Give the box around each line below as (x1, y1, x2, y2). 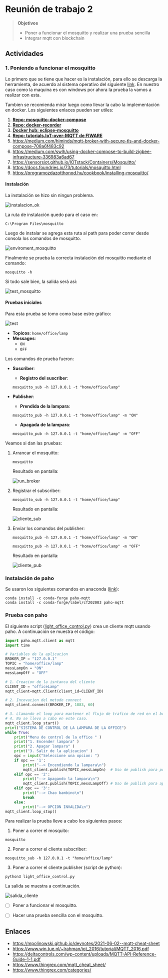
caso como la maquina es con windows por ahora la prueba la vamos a (5, 86, 151, 92)
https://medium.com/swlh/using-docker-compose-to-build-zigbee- (12, 148, 152, 154)
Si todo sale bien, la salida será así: (5, 278, 77, 284)
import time (5, 642, 30, 648)
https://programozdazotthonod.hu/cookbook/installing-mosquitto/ (12, 169, 148, 175)
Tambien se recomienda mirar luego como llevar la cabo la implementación (5, 101, 160, 107)
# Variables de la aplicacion (5, 651, 68, 657)
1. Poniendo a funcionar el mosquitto (5, 64, 96, 71)
